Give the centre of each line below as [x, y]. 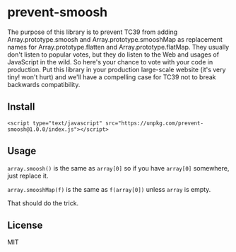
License [25, 225]
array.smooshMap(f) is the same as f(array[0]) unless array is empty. [109, 189]
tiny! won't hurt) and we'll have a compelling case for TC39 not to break [112, 77]
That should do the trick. [43, 203]
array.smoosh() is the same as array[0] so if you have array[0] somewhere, [118, 168]
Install [21, 107]
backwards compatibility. [44, 84]
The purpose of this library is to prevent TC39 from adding [93, 32]
